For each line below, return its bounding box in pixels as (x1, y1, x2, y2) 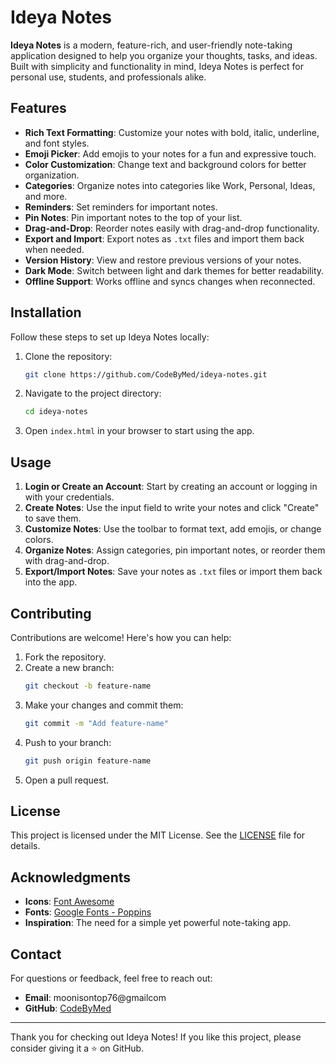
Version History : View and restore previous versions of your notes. (24, 254, 302, 266)
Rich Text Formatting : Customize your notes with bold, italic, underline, (24, 126, 320, 138)
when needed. (24, 243, 85, 255)
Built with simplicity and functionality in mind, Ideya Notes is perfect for (10, 60, 304, 72)
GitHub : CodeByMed (24, 1002, 112, 1014)
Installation (10, 304, 82, 321)
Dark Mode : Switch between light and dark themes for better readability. (24, 264, 325, 276)
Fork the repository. (24, 651, 107, 663)
